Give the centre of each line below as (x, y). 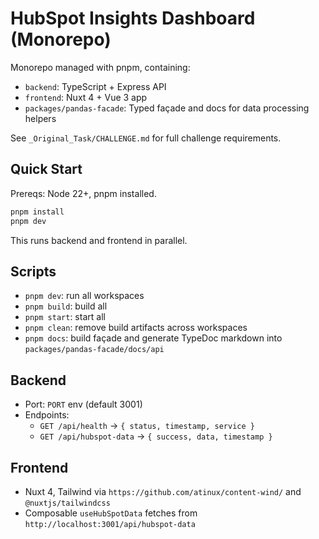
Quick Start (46, 169)
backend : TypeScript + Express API (95, 86)
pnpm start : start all (65, 317)
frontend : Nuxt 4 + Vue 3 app (86, 97)
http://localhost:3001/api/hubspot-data (110, 524)
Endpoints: (47, 415)
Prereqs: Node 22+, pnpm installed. (83, 193)
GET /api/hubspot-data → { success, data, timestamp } (156, 436)
